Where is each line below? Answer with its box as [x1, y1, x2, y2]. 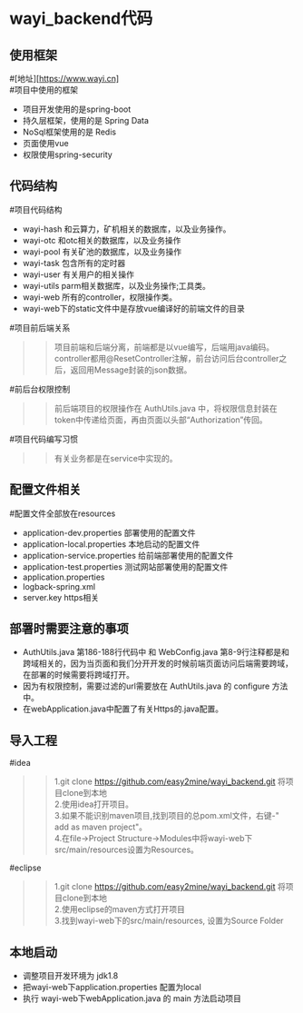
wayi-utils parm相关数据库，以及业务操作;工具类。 [22, 280, 211, 291]
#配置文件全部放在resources [9, 508, 116, 519]
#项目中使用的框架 [9, 84, 79, 95]
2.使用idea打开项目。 [54, 799, 134, 809]
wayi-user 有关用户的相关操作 [22, 269, 134, 280]
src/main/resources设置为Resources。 [54, 844, 200, 855]
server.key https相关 [22, 591, 100, 602]
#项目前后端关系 [9, 322, 71, 333]
